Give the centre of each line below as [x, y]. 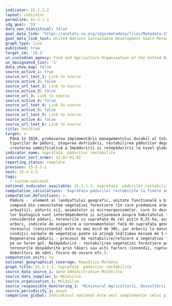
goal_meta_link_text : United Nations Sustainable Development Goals [80, 39]
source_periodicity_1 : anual [36, 291]
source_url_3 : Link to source [38, 96]
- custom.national [30, 181]
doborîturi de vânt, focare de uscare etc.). [59, 253]
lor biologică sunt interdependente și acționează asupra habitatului [87, 215]
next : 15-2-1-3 [21, 172]
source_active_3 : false [31, 91]
